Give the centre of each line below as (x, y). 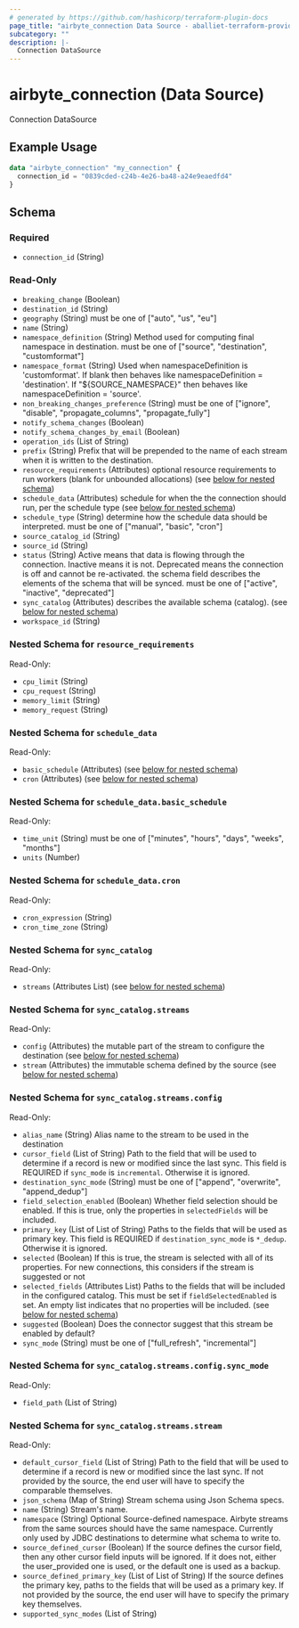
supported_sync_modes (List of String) (89, 1614)
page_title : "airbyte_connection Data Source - (99, 26)
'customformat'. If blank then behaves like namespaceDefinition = (142, 375)
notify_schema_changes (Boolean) (83, 422)
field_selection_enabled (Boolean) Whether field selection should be (150, 1200)
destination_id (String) (65, 309)
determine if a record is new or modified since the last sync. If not (143, 1472)
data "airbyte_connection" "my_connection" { (95, 168)
